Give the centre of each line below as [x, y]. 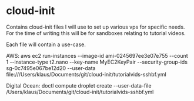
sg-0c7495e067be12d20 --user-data [51, 68]
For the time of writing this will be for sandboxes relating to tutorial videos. [96, 33]
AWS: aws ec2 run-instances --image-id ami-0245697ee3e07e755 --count [97, 55]
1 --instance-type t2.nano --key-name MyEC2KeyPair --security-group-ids [97, 62]
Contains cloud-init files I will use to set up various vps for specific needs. [96, 27]
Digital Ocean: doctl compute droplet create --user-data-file [79, 85]
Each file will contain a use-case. [46, 44]
